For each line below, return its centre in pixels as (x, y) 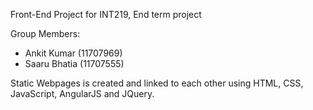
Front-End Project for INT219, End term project (106, 14)
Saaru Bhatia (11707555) (74, 63)
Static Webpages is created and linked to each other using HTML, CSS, (157, 83)
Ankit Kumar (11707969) (73, 53)
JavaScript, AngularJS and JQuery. (82, 93)
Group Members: (45, 33)
